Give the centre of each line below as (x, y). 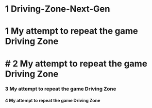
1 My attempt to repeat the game (72, 31)
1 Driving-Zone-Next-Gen (58, 9)
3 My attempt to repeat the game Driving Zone (61, 89)
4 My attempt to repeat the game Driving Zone (53, 101)
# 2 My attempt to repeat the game (76, 63)
